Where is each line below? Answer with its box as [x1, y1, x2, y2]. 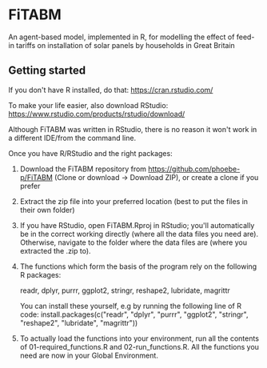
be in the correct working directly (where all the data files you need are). [19, 229, 258, 238]
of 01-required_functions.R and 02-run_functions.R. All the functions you [19, 342, 260, 351]
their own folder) [19, 205, 75, 214]
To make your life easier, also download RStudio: [8, 100, 169, 110]
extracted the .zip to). [19, 246, 91, 255]
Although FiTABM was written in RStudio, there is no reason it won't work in [8, 124, 257, 134]
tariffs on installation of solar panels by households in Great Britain [15, 40, 236, 50]
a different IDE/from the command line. [8, 133, 137, 142]
